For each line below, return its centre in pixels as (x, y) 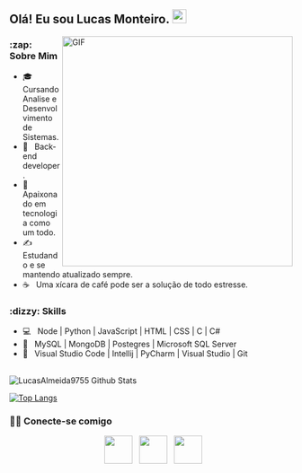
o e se (34, 265)
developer (41, 165)
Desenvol (40, 108)
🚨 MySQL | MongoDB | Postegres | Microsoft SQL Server (129, 344)
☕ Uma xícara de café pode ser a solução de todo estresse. (135, 285)
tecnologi (40, 213)
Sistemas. (40, 136)
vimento (37, 118)
